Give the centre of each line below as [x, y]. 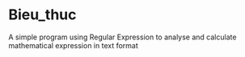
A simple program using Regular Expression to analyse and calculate [122, 37]
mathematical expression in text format [74, 45]
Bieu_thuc [42, 15]
